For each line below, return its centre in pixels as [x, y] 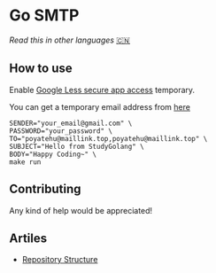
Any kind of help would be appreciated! [81, 210]
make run [25, 162]
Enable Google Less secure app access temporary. [102, 90]
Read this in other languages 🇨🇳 [70, 40]
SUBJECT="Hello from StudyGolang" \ [77, 146]
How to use [41, 69]
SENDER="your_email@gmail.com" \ [71, 123]
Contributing [45, 189]
